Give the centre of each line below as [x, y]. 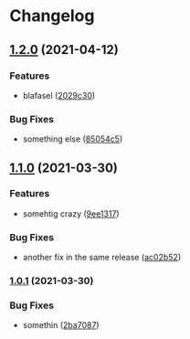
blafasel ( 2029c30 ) [59, 95]
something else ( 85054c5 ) [73, 139]
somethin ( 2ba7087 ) [61, 325]
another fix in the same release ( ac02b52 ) [101, 258]
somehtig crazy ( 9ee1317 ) [71, 213]
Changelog [52, 16]
